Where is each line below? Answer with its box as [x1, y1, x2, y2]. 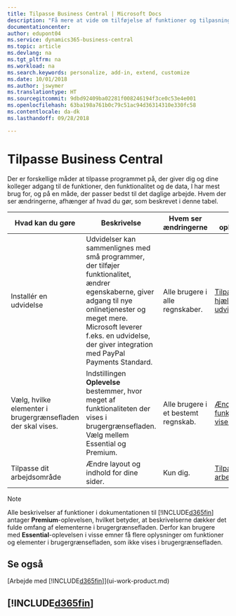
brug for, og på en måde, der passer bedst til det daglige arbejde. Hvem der [7, 189, 227, 197]
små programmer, [86, 251, 145, 261]
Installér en [11, 291, 48, 301]
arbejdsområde [11, 472, 62, 482]
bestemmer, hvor [86, 386, 143, 395]
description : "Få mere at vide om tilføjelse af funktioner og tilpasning [7, 17, 231, 24]
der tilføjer [86, 261, 120, 270]
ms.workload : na [7, 63, 55, 70]
